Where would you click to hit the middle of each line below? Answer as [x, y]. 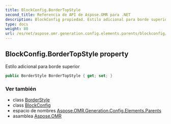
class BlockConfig [32, 105]
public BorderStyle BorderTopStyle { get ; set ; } [59, 76]
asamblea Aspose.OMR [37, 116]
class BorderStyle [31, 100]
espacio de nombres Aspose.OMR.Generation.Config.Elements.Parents [87, 110]
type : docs [17, 24]
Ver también [21, 88]
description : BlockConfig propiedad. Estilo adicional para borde [77, 19]
